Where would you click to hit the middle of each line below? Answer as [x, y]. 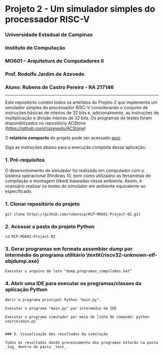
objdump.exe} [22, 261]
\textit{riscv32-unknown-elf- [122, 255]
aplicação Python [26, 289]
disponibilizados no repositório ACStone [45, 123]
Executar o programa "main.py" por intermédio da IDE [61, 308]
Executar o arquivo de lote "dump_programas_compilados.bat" [69, 271]
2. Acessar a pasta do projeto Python [50, 226]
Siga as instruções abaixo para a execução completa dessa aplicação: [76, 147]
